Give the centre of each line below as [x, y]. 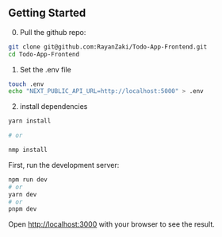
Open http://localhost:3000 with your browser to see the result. [112, 224]
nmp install [28, 150]
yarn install [30, 121]
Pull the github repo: [53, 32]
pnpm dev [23, 209]
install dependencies [54, 107]
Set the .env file [45, 69]
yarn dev [23, 194]
